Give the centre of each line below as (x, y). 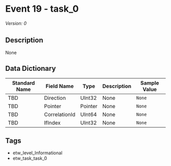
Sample (150, 83)
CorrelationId (60, 114)
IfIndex (52, 123)
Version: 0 (16, 23)
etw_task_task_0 (30, 158)
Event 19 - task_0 (42, 9)
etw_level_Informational (37, 153)
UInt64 (89, 114)
